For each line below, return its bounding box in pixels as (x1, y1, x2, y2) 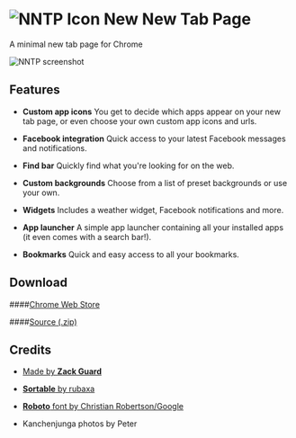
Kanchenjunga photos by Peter (22, 418, 138, 429)
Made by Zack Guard (22, 366, 102, 377)
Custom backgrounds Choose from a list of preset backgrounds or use (22, 177, 288, 188)
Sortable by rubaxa (22, 383, 95, 395)
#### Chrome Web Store (9, 299, 101, 309)
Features (9, 82, 60, 98)
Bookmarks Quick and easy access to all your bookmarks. (22, 248, 240, 260)
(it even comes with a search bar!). (22, 231, 152, 242)
